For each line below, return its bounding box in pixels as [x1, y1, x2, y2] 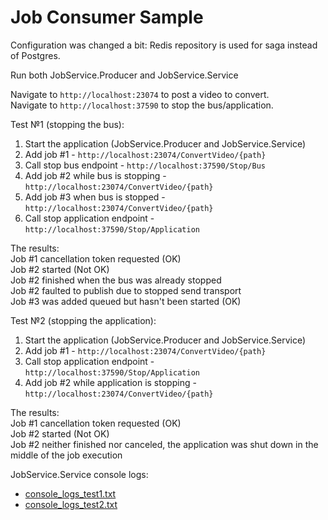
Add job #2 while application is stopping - [24, 376, 197, 388]
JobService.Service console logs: [10, 468, 149, 480]
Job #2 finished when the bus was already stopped [10, 274, 222, 286]
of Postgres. [10, 49, 61, 61]
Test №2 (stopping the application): [10, 314, 157, 326]
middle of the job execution [10, 449, 123, 461]
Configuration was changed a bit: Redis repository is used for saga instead [10, 39, 318, 51]
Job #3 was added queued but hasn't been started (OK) [10, 295, 242, 307]
